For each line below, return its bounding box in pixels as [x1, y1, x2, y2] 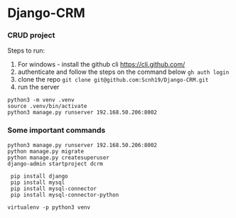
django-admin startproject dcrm [7, 160, 103, 168]
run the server [17, 83, 60, 92]
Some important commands [7, 126, 106, 136]
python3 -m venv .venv [7, 97, 75, 104]
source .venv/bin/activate [7, 103, 87, 110]
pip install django [10, 173, 69, 180]
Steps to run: [7, 46, 45, 55]
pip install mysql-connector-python [10, 191, 119, 198]
